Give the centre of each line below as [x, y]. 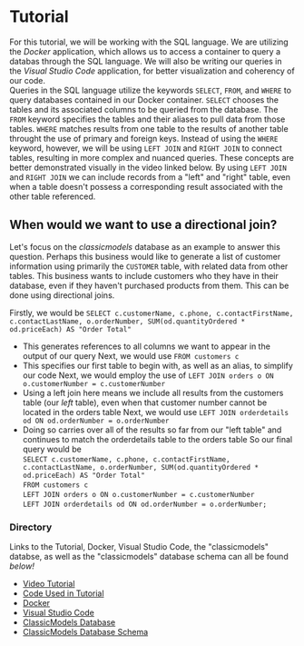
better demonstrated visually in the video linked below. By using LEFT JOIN [148, 167]
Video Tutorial [49, 584]
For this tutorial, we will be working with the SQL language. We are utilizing [149, 42]
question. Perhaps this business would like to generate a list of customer [145, 256]
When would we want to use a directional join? [143, 225]
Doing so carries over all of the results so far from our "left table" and [152, 430]
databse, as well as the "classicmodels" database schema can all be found [149, 557]
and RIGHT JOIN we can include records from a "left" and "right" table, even [150, 177]
